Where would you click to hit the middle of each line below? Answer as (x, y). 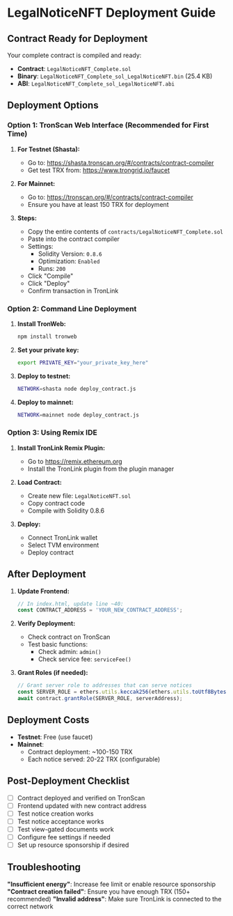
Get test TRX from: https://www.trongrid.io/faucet (99, 170)
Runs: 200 (52, 268)
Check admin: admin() (70, 652)
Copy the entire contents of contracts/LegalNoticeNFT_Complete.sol (126, 231)
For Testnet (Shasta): (48, 149)
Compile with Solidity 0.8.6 (66, 511)
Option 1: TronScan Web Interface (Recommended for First (108, 125)
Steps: (27, 218)
